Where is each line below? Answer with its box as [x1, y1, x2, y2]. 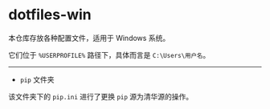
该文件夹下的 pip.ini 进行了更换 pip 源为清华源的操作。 [8, 91, 194, 101]
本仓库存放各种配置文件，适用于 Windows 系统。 [8, 33, 170, 42]
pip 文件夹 [19, 75, 55, 84]
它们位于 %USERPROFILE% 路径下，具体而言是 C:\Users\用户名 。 [8, 50, 211, 59]
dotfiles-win [8, 6, 92, 24]
